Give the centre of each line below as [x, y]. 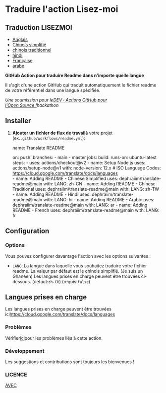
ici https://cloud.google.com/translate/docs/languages [60, 314]
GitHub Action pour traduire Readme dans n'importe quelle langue [75, 75]
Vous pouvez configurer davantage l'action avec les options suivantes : [78, 256]
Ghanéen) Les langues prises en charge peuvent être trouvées [76, 276]
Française [22, 60]
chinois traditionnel [32, 50]
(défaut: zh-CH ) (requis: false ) [61, 281]
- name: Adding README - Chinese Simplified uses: [65, 178]
